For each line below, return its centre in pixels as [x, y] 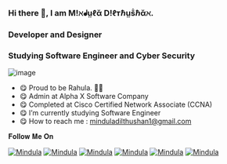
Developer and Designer [55, 35]
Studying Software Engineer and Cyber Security [102, 56]
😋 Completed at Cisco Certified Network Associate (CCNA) [116, 104]
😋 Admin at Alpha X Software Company [84, 97]
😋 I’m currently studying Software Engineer [90, 113]
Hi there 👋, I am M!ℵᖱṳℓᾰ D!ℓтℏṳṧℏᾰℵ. [81, 13]
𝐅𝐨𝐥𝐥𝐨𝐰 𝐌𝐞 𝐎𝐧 [31, 137]
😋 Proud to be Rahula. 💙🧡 [61, 88]
